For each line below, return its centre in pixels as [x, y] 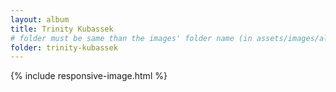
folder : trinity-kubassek [64, 47]
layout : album [40, 19]
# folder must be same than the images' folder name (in [131, 38]
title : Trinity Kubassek [62, 29]
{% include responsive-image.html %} [89, 76]
